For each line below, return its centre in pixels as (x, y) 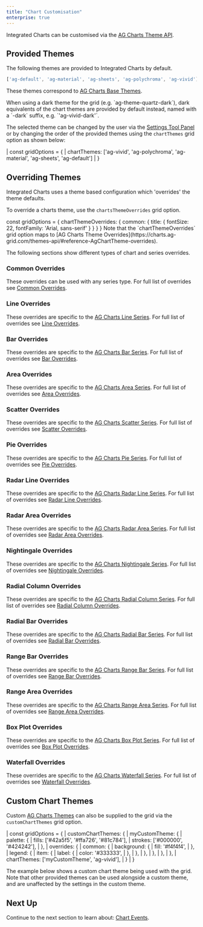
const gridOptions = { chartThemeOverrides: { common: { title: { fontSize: (98, 222)
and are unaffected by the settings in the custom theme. (76, 884)
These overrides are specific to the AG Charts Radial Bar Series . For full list (100, 634)
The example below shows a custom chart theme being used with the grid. (99, 871)
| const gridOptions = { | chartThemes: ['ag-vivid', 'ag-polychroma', (90, 152)
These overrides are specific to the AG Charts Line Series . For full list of (96, 317)
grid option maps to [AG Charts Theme (54, 234)
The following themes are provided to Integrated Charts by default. (89, 68)
